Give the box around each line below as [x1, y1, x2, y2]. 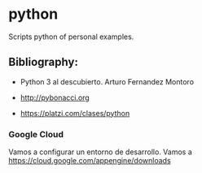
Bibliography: [8, 55, 79, 69]
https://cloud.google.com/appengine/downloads [8, 156, 171, 166]
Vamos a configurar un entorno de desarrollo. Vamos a [8, 147, 193, 157]
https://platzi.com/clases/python [20, 108, 130, 118]
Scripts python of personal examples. [8, 32, 134, 41]
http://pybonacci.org [20, 93, 90, 102]
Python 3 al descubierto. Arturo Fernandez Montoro [20, 76, 194, 86]
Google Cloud [8, 128, 64, 140]
